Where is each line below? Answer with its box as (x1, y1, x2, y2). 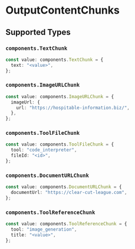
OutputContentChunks (5, 4, 120, 17)
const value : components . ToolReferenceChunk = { (5, 221, 127, 227)
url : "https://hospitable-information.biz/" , (16, 105, 130, 111)
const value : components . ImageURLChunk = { (5, 93, 114, 99)
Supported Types (5, 27, 71, 37)
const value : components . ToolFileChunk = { (5, 141, 114, 148)
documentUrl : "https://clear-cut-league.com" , (11, 190, 127, 196)
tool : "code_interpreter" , (11, 147, 77, 153)
